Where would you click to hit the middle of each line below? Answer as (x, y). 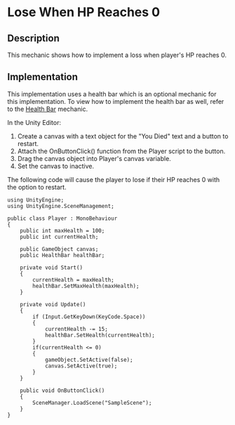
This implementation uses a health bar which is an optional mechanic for (112, 94)
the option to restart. (37, 187)
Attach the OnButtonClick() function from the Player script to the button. (121, 151)
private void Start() (51, 268)
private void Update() (53, 304)
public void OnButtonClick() (62, 391)
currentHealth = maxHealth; (73, 280)
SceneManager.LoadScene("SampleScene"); (92, 403)
